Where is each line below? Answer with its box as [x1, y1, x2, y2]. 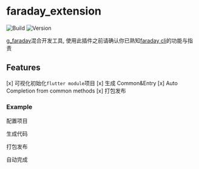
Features [6, 63, 41, 73]
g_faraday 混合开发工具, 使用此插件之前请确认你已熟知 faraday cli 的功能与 [6, 36, 188, 44]
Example [6, 102, 33, 111]
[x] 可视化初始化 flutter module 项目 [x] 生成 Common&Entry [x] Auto [6, 79, 178, 86]
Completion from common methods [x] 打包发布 [6, 87, 126, 94]
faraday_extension [6, 4, 102, 18]
